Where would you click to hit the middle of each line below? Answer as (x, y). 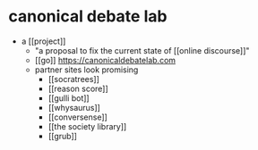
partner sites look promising (86, 70)
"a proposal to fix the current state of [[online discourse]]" (142, 50)
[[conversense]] (78, 117)
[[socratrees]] (74, 79)
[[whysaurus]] (74, 107)
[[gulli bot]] (69, 98)
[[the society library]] (87, 126)
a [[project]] (43, 41)
